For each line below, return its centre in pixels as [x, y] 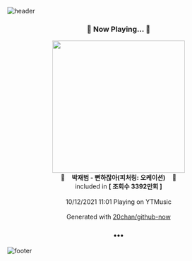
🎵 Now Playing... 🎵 [119, 29]
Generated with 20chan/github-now [119, 217]
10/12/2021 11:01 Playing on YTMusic [119, 202]
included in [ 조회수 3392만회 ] [119, 186]
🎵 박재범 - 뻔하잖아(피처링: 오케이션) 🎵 [119, 178]
